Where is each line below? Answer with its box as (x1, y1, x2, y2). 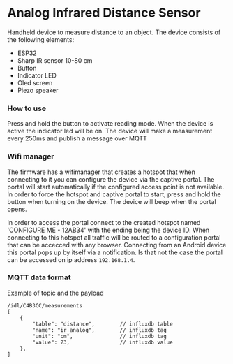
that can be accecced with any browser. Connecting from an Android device (7, 240, 227, 249)
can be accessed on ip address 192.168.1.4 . (7, 255, 135, 263)
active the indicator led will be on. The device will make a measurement (7, 127, 213, 136)
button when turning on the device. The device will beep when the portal (7, 197, 216, 205)
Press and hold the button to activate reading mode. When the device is (7, 119, 213, 128)
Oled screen (17, 78, 53, 87)
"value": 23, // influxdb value (32, 339, 173, 346)
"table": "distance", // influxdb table (32, 320, 173, 328)
